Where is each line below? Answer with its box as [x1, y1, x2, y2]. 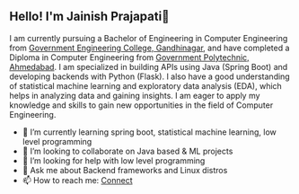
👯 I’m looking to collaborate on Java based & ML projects [22, 145, 233, 156]
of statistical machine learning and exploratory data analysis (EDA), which [9, 80, 283, 91]
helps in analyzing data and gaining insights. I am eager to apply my [9, 90, 260, 101]
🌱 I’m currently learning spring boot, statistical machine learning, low [22, 127, 277, 137]
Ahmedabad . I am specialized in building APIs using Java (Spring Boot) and [9, 61, 288, 72]
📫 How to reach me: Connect [22, 174, 133, 185]
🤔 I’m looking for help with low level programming [22, 154, 206, 166]
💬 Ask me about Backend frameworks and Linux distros [22, 164, 228, 175]
